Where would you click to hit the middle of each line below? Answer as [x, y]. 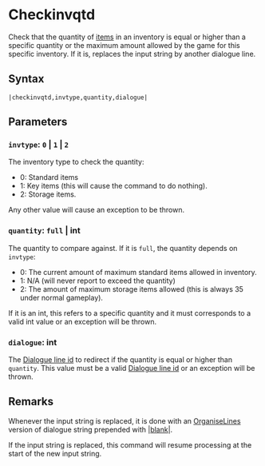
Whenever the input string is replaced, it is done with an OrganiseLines [125, 420]
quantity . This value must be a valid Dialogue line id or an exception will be [132, 368]
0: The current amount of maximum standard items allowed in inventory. [138, 272]
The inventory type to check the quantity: [76, 162]
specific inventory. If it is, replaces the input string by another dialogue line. [132, 54]
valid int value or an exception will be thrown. [83, 321]
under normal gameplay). [61, 297]
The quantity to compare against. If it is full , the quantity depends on [123, 248]
